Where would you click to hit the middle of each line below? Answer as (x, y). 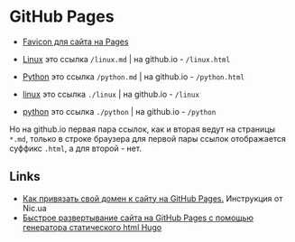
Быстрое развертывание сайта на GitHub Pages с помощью (138, 218)
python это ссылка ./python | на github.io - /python (119, 111)
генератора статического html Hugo (92, 227)
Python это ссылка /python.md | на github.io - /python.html (134, 76)
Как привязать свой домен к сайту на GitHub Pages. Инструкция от (152, 198)
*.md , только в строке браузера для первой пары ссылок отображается (147, 138)
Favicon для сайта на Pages (75, 42)
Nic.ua (34, 208)
